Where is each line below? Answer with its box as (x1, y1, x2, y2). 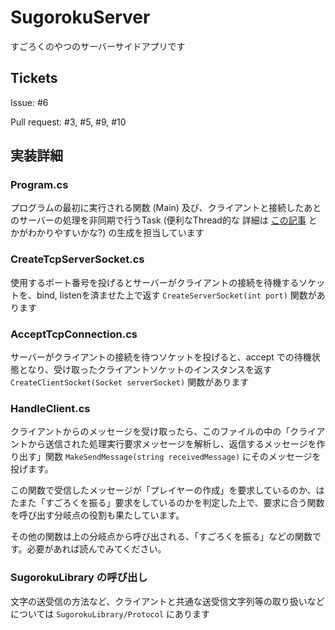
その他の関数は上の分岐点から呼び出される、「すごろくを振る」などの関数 (10, 531, 313, 543)
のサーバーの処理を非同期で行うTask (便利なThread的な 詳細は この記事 (10, 214, 307, 226)
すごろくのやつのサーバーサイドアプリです (10, 40, 186, 52)
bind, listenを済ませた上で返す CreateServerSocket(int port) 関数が (36, 289, 317, 301)
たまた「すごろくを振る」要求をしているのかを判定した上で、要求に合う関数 (10, 497, 325, 509)
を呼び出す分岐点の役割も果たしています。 (10, 509, 185, 521)
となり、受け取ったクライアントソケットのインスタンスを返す (18, 364, 272, 376)
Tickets (10, 70, 58, 87)
